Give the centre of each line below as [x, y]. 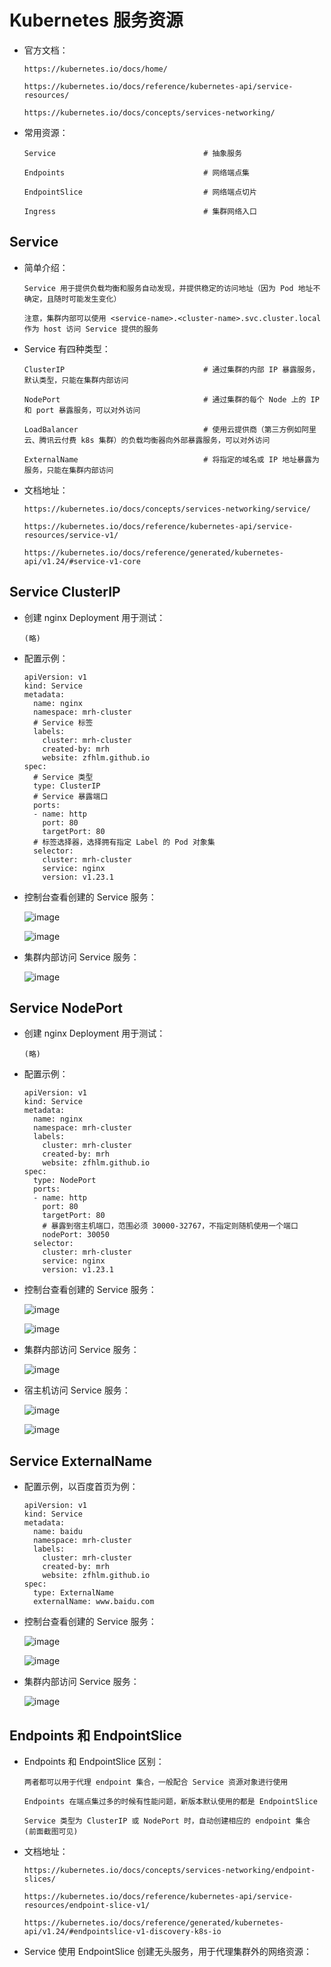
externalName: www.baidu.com [94, 1602]
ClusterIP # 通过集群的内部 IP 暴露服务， [171, 369]
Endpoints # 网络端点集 [136, 172]
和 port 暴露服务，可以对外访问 [82, 410]
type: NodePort [65, 1181]
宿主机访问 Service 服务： [77, 1390]
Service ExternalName [81, 1461]
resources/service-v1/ [71, 535]
